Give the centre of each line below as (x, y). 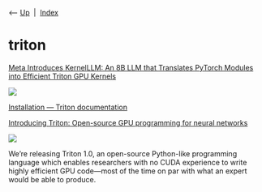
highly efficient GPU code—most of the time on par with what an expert (128, 171)
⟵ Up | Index (34, 13)
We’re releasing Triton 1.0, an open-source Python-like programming (123, 153)
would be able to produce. (52, 179)
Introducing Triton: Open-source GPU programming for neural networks (128, 122)
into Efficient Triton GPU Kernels (62, 76)
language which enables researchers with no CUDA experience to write (128, 162)
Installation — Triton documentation (68, 107)
